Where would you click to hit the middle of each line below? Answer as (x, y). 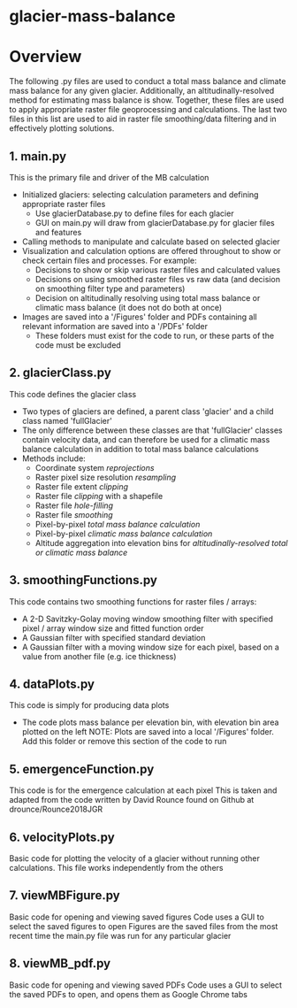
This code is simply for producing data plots (89, 705)
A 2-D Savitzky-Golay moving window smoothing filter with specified (148, 619)
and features (58, 232)
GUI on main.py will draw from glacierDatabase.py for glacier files (155, 222)
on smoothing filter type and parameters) (110, 289)
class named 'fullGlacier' (67, 420)
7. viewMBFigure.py (65, 896)
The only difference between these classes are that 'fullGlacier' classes (152, 430)
